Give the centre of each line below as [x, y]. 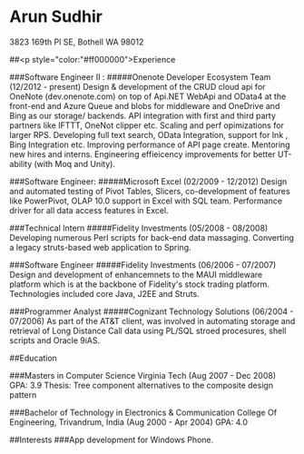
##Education [33, 358]
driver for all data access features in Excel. [89, 210]
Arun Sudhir [56, 17]
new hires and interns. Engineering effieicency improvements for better [142, 154]
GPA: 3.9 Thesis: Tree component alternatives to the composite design [142, 385]
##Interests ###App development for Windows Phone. [112, 439]
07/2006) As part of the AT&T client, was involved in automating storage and [152, 321]
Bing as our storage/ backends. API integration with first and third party [143, 115]
